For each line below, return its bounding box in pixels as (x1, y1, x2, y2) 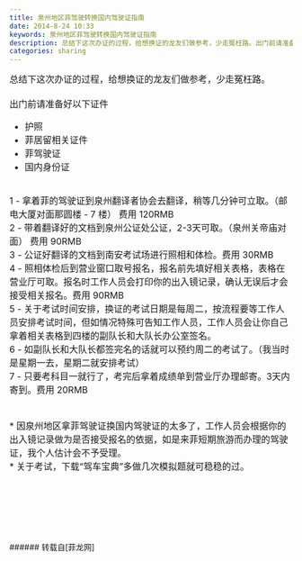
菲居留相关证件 (24, 134, 88, 147)
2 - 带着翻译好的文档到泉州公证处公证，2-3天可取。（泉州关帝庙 (9, 222, 278, 234)
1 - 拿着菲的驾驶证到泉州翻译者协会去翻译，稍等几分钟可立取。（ (9, 195, 279, 207)
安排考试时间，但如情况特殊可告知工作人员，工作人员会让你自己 (18, 316, 289, 329)
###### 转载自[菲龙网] (9, 542, 95, 553)
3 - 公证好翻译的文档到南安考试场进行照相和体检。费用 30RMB (9, 249, 274, 261)
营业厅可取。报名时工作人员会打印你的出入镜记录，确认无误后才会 (9, 276, 289, 288)
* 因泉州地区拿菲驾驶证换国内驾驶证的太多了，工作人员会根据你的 (9, 420, 287, 432)
